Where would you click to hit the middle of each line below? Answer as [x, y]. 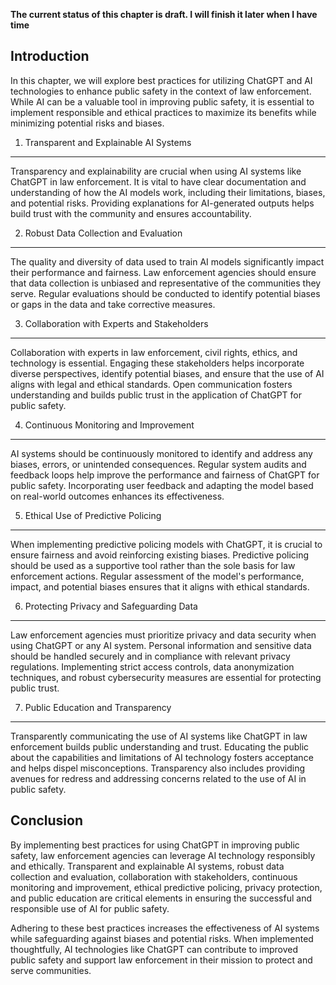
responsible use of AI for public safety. [90, 908]
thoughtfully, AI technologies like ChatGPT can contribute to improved [154, 949]
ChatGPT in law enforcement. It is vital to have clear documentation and [158, 181]
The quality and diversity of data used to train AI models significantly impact [167, 261]
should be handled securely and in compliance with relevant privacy [150, 656]
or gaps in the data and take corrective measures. [113, 304]
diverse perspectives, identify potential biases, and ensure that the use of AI [167, 373]
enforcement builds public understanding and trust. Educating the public [160, 746]
